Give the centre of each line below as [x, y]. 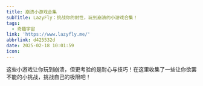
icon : [13, 51]
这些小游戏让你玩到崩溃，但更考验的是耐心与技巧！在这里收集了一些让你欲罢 [101, 69]
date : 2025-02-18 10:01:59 [40, 46]
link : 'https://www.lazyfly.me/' [48, 35]
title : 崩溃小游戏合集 [32, 12]
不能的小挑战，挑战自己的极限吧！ [49, 77]
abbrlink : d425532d [31, 40]
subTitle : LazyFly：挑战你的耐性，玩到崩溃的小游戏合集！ [72, 18]
